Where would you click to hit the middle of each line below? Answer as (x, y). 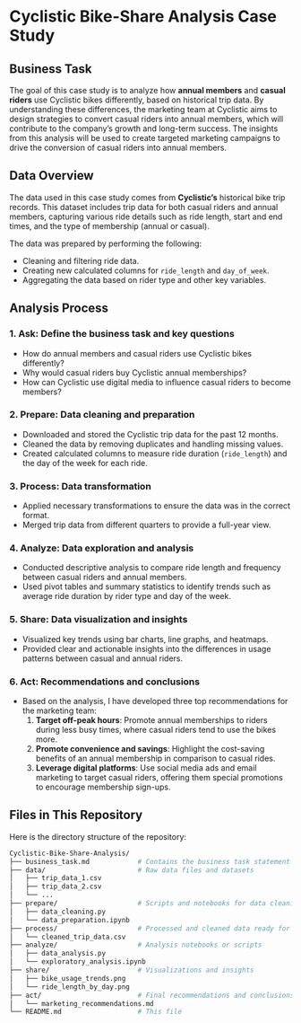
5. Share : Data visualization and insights (99, 620)
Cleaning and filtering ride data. (81, 260)
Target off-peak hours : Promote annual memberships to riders (151, 719)
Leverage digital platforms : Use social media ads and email (146, 767)
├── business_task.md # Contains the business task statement (150, 861)
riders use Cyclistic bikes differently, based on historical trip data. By (137, 100)
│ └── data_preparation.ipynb (69, 920)
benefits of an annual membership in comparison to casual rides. (155, 758)
